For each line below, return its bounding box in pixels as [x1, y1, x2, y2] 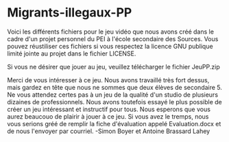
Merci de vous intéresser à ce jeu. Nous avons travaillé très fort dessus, [7, 75, 210, 84]
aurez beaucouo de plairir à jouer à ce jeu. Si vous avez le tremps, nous [7, 112, 209, 121]
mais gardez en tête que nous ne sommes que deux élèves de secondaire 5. [7, 83, 223, 91]
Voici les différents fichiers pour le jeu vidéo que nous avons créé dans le [7, 27, 215, 36]
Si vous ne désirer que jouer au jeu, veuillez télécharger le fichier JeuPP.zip [7, 62, 221, 71]
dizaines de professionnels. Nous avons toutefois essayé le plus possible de [7, 97, 223, 106]
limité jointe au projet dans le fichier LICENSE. [7, 49, 136, 58]
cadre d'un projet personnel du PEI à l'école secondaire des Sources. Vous [7, 34, 219, 43]
